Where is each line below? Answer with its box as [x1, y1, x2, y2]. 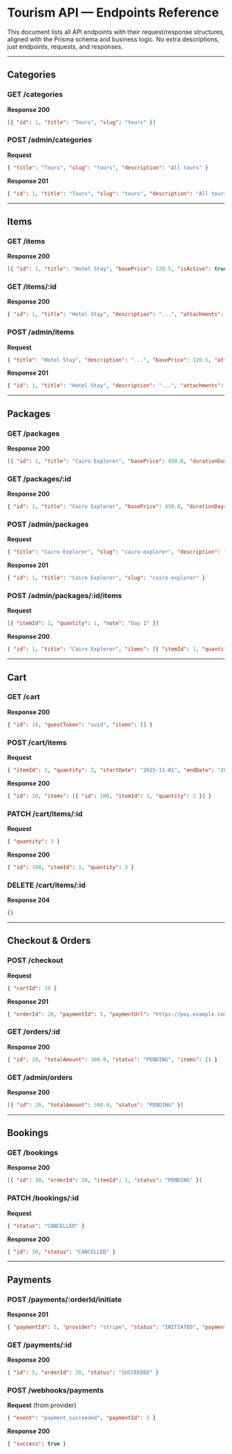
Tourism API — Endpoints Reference [7, 5, 220, 21]
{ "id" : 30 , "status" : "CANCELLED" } [7, 1248, 116, 1256]
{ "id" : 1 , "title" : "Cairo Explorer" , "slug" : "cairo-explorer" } [7, 575, 206, 581]
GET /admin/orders [7, 1072, 73, 1082]
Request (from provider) [7, 1401, 77, 1410]
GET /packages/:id [7, 474, 71, 483]
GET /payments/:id [7, 1340, 72, 1350]
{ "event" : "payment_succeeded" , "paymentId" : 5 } [7, 1415, 156, 1422]
